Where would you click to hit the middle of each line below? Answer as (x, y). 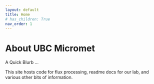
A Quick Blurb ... (22, 62)
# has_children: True (28, 19)
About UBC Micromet (50, 48)
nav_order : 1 (19, 24)
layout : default (22, 10)
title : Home (17, 14)
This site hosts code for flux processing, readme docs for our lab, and (77, 72)
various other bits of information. (39, 77)
